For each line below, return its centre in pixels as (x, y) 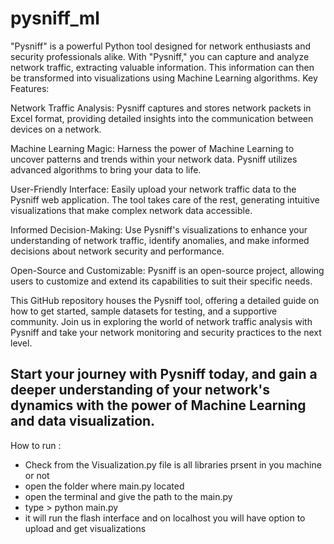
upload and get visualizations (85, 528)
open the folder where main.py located (104, 486)
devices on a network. (56, 129)
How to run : (36, 445)
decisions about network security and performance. (117, 251)
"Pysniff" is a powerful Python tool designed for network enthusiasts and (160, 46)
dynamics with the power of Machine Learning (158, 405)
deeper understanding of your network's (140, 390)
